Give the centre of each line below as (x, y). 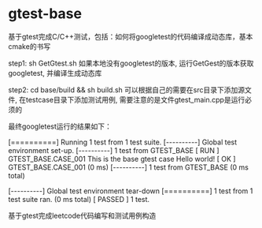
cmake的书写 (30, 46)
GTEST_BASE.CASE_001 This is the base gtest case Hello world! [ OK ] (122, 159)
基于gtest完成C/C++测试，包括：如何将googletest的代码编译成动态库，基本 (131, 36)
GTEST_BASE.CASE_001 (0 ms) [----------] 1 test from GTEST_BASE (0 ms (129, 167)
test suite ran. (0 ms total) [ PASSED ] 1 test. (79, 199)
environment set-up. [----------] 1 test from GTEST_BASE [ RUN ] (114, 150)
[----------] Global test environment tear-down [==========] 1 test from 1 (131, 191)
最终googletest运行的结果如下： (60, 126)
